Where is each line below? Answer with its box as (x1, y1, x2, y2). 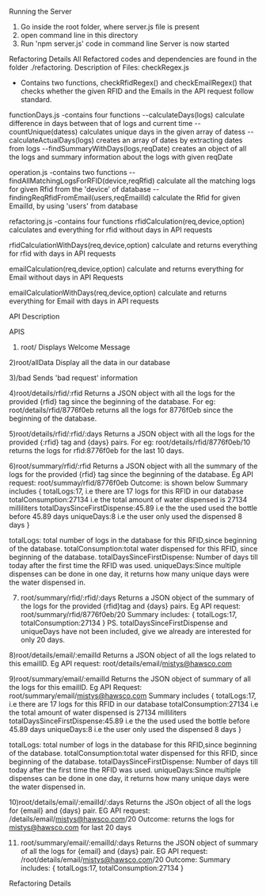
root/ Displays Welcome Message (20, 342, 131, 352)
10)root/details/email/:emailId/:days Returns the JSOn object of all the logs (9, 798, 252, 806)
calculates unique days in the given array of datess (79, 127, 246, 136)
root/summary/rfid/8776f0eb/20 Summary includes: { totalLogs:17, (20, 610, 237, 619)
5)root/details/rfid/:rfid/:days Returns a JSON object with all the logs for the (9, 429, 256, 438)
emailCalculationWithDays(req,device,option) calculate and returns (9, 288, 227, 297)
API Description (9, 312, 60, 321)
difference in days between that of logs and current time (9, 119, 193, 128)
